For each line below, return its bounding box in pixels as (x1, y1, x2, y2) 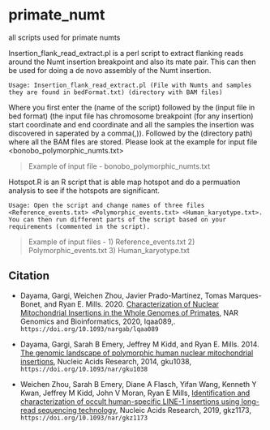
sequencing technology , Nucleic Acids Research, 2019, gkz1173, (37, 405, 251, 415)
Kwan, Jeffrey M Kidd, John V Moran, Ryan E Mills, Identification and (19, 388, 251, 398)
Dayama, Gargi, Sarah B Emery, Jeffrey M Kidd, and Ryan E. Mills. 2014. (19, 339, 259, 349)
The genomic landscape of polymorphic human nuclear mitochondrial (19, 347, 254, 358)
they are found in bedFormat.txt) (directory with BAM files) (8, 88, 223, 97)
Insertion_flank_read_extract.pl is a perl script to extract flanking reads (8, 48, 244, 58)
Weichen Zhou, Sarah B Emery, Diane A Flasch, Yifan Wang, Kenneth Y (19, 379, 257, 389)
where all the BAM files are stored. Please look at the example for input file (8, 136, 258, 147)
